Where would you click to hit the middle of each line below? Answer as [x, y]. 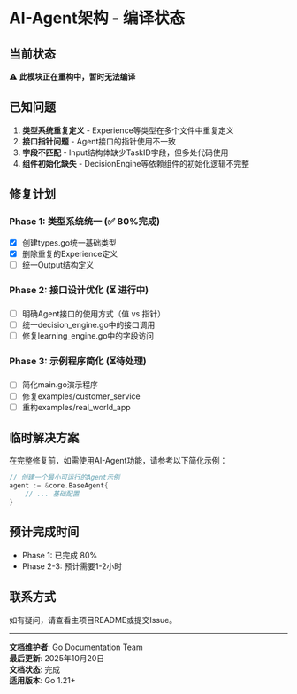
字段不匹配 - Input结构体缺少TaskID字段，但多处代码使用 [125, 152]
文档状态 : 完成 [34, 669]
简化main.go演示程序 [60, 385]
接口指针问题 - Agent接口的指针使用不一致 [99, 141]
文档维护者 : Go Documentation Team [76, 647]
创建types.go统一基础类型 [69, 242]
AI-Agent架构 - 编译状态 [97, 18]
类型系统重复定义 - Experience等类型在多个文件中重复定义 [128, 130]
